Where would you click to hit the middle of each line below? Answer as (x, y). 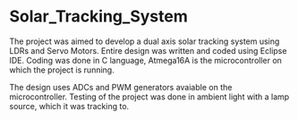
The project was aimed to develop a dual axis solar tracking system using (145, 41)
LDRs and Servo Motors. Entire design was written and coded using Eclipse (148, 50)
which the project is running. (62, 70)
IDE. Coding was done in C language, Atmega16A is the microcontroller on (145, 60)
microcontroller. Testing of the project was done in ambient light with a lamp (149, 97)
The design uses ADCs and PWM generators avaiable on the (121, 87)
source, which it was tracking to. (69, 106)
